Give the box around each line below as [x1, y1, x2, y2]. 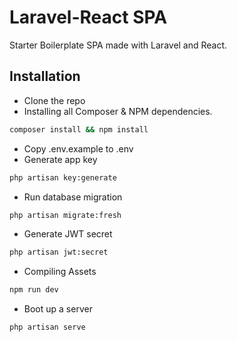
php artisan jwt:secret [9, 247, 109, 258]
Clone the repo [23, 94, 86, 106]
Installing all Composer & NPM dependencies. [23, 105, 213, 117]
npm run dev [9, 285, 59, 295]
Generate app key [23, 153, 98, 165]
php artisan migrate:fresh [9, 210, 122, 220]
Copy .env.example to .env [23, 142, 134, 155]
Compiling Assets [23, 266, 97, 278]
